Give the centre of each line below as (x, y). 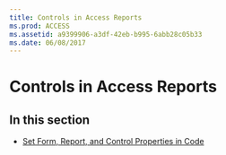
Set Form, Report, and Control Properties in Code (113, 142)
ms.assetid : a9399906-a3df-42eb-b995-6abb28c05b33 (106, 34)
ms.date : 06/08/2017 (48, 43)
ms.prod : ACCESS (39, 26)
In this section (50, 120)
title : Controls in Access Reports (76, 17)
